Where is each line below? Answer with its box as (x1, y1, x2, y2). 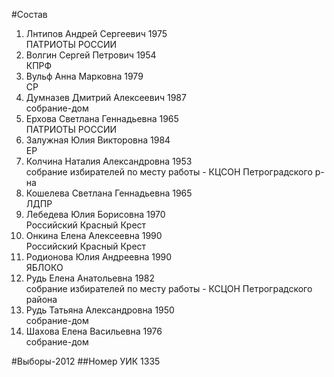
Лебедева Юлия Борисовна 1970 (25, 209, 166, 220)
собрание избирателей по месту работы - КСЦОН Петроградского (25, 283, 313, 294)
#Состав (11, 9, 48, 20)
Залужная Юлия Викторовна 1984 (25, 134, 171, 146)
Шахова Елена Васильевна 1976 (25, 325, 163, 337)
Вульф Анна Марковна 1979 (25, 70, 144, 82)
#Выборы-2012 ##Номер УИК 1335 (11, 355, 161, 367)
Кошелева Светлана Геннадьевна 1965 (25, 187, 193, 199)
